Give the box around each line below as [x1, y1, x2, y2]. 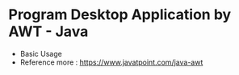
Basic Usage [19, 49, 62, 58]
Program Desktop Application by [8, 6, 232, 24]
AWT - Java [8, 22, 89, 41]
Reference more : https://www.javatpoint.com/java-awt [19, 57, 203, 67]
